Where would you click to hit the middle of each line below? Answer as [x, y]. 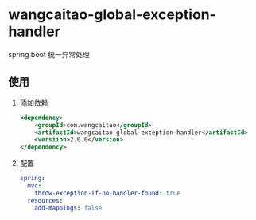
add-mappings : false [68, 208]
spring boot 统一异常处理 [49, 54]
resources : [45, 200]
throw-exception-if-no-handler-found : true [107, 193]
